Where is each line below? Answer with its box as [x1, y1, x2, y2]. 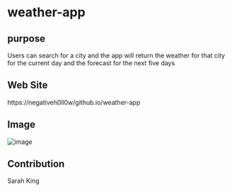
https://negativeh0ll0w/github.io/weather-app [7, 98, 141, 106]
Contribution [7, 158, 65, 170]
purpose [7, 33, 46, 45]
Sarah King [7, 176, 40, 185]
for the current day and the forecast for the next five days [7, 59, 175, 67]
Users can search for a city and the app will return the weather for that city [7, 51, 225, 60]
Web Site [7, 79, 48, 91]
